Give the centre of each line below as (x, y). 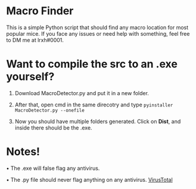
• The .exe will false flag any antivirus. (53, 168)
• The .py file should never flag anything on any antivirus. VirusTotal (89, 179)
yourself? (30, 77)
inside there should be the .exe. (53, 127)
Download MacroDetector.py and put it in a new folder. (82, 93)
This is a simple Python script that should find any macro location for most (97, 27)
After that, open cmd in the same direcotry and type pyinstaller (94, 105)
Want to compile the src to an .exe (92, 64)
